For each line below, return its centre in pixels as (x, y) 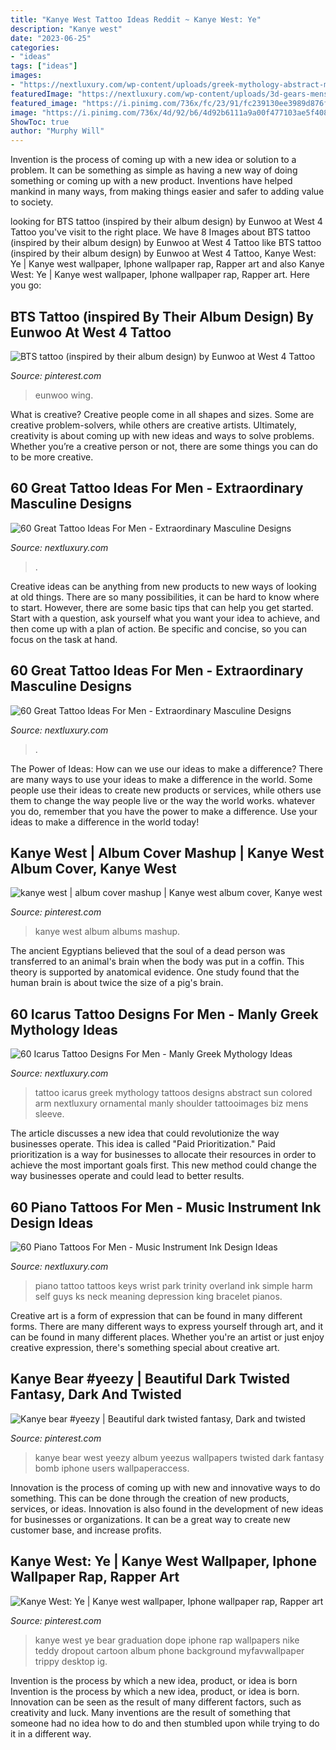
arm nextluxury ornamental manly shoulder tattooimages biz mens (171, 1103)
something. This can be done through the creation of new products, (150, 1498)
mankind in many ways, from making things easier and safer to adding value (167, 192)
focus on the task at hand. (64, 639)
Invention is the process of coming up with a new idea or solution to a (153, 160)
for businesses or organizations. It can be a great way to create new (150, 1519)
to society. (32, 202)
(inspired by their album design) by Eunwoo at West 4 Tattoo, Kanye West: (163, 253)
